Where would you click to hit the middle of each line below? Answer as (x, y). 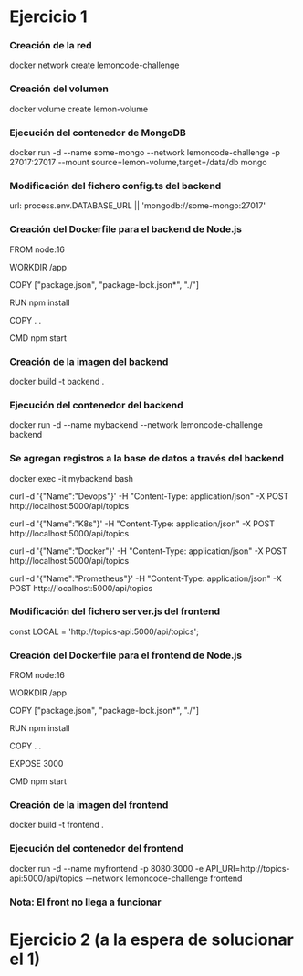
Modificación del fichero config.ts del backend (115, 186)
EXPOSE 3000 (37, 764)
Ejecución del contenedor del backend (96, 405)
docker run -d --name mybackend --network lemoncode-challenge (136, 425)
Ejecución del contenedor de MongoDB (98, 133)
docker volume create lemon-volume (79, 109)
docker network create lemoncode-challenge (94, 65)
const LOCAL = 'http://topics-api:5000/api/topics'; (104, 631)
